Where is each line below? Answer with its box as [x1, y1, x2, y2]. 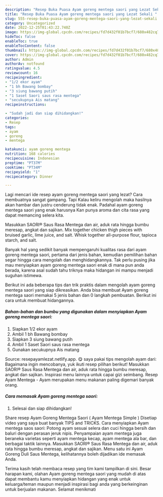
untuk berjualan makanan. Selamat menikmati [5, 486, 96, 492]
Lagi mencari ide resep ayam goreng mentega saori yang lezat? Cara [5, 192, 143, 198]
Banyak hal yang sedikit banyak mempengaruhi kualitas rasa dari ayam [5, 247, 147, 253]
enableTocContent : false [5, 43, 55, 48]
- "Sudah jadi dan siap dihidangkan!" [5, 111, 83, 116]
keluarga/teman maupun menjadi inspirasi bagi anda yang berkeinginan [5, 481, 148, 487]
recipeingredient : [5, 75, 42, 80]
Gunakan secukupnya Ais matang [12, 347, 80, 353]
